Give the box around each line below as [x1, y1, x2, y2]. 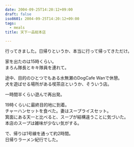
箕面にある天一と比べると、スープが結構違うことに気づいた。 [5, 114, 129, 120]
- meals [9, 25, 25, 30]
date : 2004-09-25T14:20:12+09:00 [5, 7, 73, 12]
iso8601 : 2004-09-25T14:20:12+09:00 [5, 16, 79, 21]
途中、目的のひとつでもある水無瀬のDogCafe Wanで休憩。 [5, 75, 123, 81]
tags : [5, 21, 16, 26]
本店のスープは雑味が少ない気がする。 [5, 120, 82, 126]
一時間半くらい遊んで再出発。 [5, 91, 65, 97]
